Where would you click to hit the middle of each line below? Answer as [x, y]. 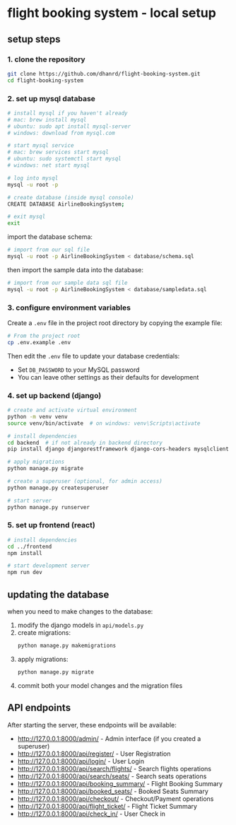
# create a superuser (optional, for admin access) [85, 481]
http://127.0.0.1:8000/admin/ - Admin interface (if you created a [109, 738]
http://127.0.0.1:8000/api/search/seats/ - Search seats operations [112, 776]
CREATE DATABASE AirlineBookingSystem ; [66, 204]
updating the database [58, 594]
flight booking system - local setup [112, 13]
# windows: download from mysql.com [61, 133]
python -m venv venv [38, 416]
